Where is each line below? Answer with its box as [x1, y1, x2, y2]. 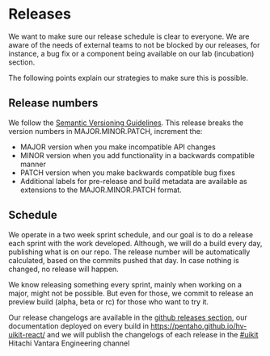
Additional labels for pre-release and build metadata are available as [19, 176, 248, 186]
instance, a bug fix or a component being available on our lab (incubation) [8, 48, 255, 58]
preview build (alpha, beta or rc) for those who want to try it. [8, 296, 209, 307]
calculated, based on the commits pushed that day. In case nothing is [8, 255, 240, 265]
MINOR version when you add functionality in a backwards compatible [19, 150, 255, 160]
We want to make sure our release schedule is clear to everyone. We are [8, 31, 250, 41]
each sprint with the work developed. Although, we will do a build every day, [8, 238, 263, 248]
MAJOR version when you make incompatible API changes [19, 142, 216, 152]
